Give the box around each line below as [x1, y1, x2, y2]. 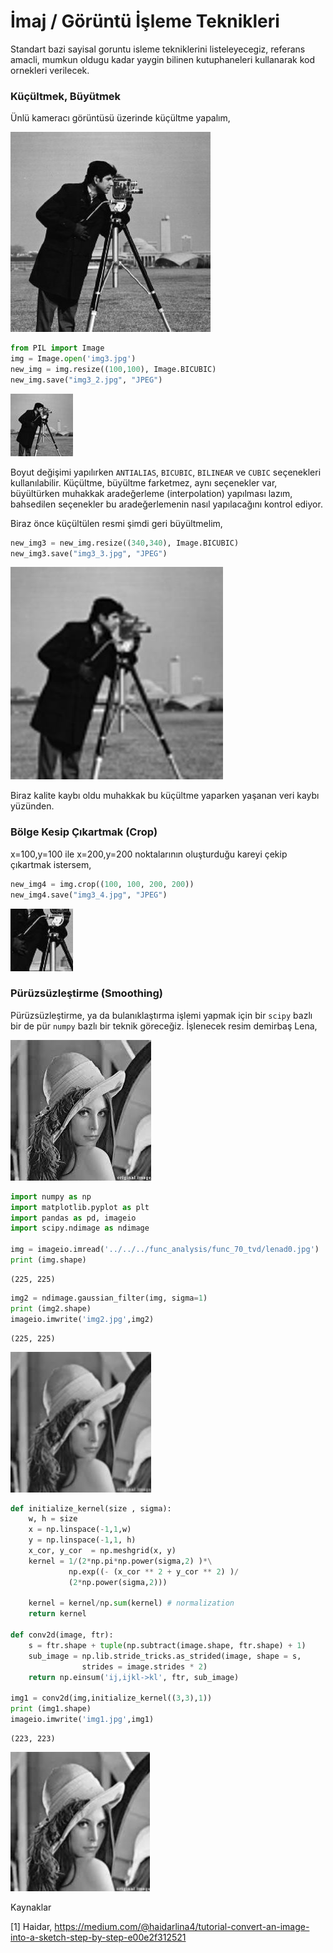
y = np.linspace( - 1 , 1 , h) [28, 1535, 137, 1545]
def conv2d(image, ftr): [10, 1630, 114, 1640]
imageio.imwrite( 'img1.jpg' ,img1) [10, 1715, 155, 1725]
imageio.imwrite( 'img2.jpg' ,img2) [10, 1314, 155, 1324]
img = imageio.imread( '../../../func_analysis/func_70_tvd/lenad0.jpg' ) [10, 1245, 320, 1255]
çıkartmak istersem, [10, 858, 92, 870]
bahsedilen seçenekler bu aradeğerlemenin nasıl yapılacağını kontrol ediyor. [10, 498, 323, 510]
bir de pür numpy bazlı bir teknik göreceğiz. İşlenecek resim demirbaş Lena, [10, 1020, 318, 1032]
